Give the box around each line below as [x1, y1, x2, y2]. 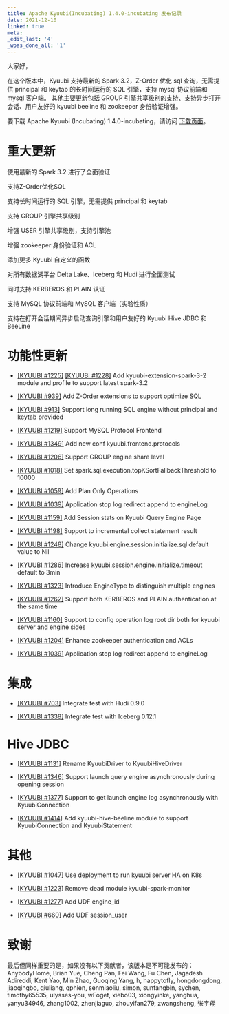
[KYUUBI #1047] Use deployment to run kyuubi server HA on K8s [17, 871, 203, 879]
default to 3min [17, 568, 61, 576]
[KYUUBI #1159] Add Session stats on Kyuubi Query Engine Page [17, 513, 201, 521]
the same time [17, 602, 58, 610]
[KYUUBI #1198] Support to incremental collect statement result [17, 526, 197, 535]
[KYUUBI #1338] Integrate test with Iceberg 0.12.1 [17, 712, 157, 721]
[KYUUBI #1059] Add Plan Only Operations [17, 486, 139, 495]
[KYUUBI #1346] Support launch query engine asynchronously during [17, 772, 215, 780]
